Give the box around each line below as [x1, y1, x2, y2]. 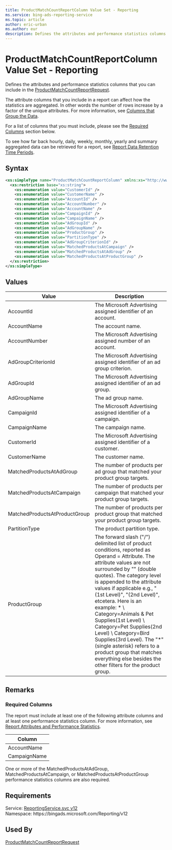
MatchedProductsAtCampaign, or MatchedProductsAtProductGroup [5, 771, 149, 777]
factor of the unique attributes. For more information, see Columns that [5, 107, 155, 113]
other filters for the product [94, 662, 160, 669]
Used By [5, 825, 33, 834]
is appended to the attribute [94, 578, 162, 585]
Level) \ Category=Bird [94, 630, 150, 637]
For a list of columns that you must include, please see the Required [5, 123, 148, 129]
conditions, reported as [94, 547, 151, 554]
